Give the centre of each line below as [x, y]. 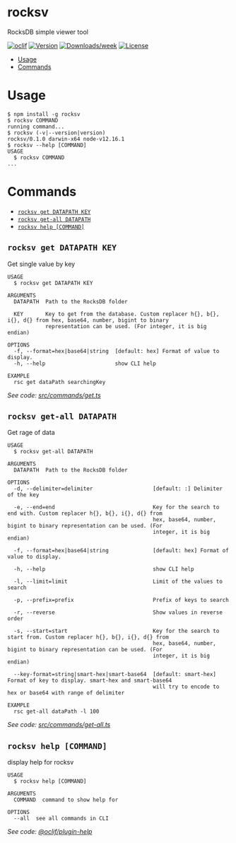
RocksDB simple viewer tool [48, 32]
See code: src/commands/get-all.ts [59, 725]
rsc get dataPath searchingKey [60, 382]
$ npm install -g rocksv [44, 114]
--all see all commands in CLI [61, 819]
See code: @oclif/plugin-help [50, 832]
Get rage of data [31, 433]
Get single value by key [41, 264]
